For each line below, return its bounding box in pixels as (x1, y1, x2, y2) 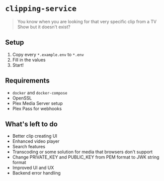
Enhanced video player (12, 138, 60, 144)
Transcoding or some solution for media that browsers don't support (12, 149, 153, 155)
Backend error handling (12, 170, 61, 176)
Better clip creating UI (12, 133, 57, 139)
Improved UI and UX (12, 165, 54, 171)
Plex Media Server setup (12, 100, 63, 106)
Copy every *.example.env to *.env (12, 51, 84, 57)
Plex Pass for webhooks (12, 105, 62, 111)
